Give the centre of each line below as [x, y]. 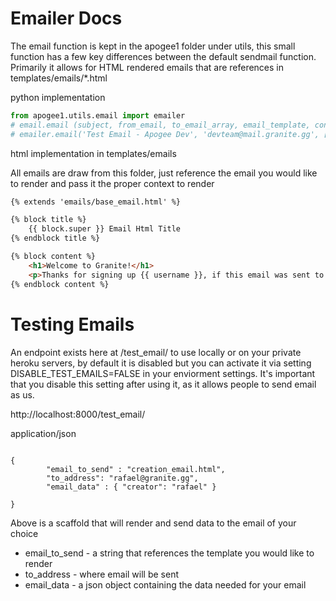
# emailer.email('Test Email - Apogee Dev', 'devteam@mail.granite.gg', [165, 134]
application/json [43, 433]
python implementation [58, 97]
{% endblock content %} [60, 284]
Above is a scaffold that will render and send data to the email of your [153, 523]
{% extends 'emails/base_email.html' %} [96, 202]
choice [24, 533]
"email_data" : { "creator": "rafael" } [131, 487]
